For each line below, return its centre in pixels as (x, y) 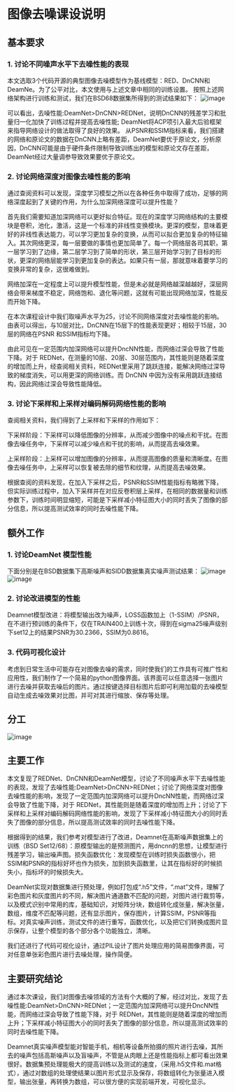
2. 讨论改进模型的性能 (44, 598)
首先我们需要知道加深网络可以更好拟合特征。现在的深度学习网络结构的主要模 (117, 217)
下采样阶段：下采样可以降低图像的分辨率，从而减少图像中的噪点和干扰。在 (114, 435)
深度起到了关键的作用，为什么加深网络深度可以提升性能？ (96, 202)
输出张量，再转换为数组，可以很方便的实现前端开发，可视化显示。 (114, 1081)
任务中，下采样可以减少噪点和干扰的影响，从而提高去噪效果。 (114, 444)
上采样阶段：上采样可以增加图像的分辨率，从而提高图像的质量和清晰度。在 (114, 458)
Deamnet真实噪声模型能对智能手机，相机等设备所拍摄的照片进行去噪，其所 (115, 1046)
